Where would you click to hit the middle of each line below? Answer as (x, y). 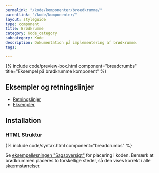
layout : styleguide (26, 19)
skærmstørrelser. (23, 166)
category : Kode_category (31, 33)
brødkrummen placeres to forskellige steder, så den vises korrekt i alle (78, 161)
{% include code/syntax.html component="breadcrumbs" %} (69, 146)
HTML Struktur (24, 135)
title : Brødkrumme (24, 29)
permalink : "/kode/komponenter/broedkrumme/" (54, 10)
